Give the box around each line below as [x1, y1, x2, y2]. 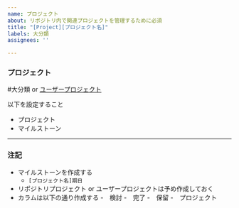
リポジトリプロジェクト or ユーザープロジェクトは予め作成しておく [17, 184, 214, 192]
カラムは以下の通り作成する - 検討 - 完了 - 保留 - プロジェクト [17, 193, 217, 202]
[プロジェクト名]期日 [28, 177, 83, 185]
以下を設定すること [7, 100, 64, 109]
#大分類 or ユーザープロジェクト [7, 85, 102, 94]
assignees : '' [7, 37, 50, 44]
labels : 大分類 [7, 30, 49, 38]
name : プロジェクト [7, 10, 59, 18]
